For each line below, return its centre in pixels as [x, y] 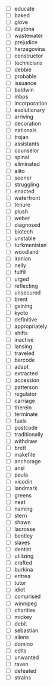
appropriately [31, 326]
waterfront [27, 198]
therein [23, 407]
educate [24, 9]
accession [27, 380]
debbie [23, 69]
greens [23, 495]
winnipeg [25, 603]
